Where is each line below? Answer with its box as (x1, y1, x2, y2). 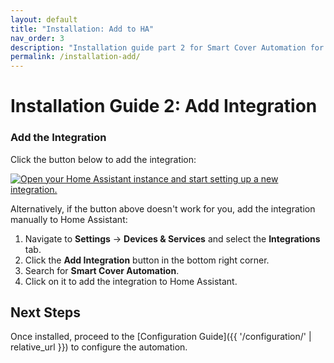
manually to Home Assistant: (10, 213, 128, 225)
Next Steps (10, 304, 81, 321)
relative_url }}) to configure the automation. (10, 341, 188, 353)
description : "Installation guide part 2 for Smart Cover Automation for (10, 42, 325, 53)
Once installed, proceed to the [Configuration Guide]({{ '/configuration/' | (10, 331, 312, 343)
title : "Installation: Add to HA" (10, 24, 155, 34)
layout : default (10, 14, 78, 25)
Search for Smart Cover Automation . (24, 264, 180, 276)
